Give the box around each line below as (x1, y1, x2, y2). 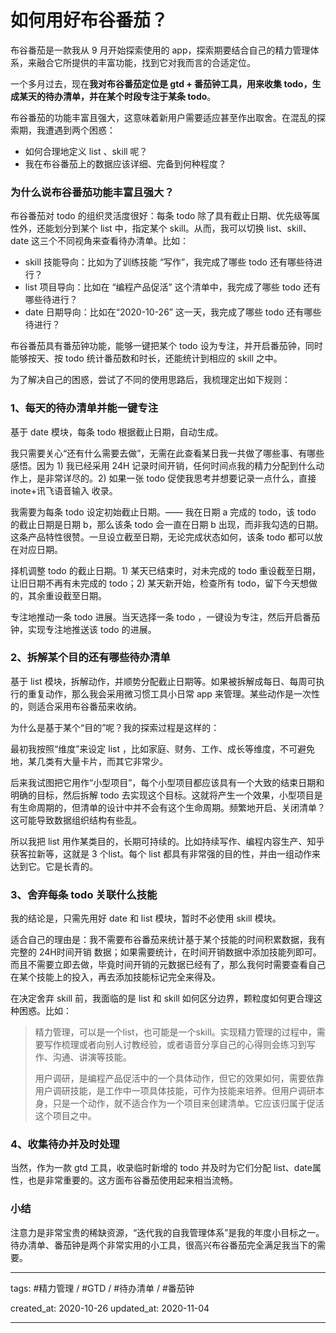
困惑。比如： (18, 1005, 72, 1017)
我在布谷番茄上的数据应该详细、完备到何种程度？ (24, 157, 227, 170)
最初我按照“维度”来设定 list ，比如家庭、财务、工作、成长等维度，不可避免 (10, 742, 315, 755)
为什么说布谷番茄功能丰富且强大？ (10, 185, 175, 199)
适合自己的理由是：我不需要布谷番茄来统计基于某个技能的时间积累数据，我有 (10, 934, 326, 946)
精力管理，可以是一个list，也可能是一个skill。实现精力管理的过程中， (34, 1026, 317, 1038)
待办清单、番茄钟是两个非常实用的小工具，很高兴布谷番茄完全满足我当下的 (10, 1239, 317, 1251)
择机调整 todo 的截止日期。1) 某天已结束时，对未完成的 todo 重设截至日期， (10, 564, 322, 576)
